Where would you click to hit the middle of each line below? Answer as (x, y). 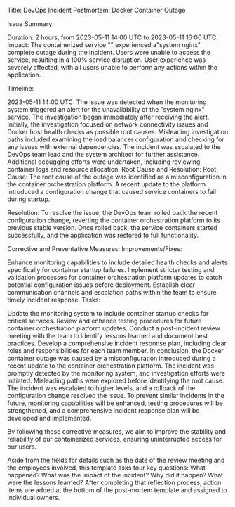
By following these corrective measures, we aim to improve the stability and (117, 431)
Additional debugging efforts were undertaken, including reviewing (104, 162)
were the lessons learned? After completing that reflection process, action (114, 482)
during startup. (29, 199)
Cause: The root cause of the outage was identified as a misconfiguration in (117, 177)
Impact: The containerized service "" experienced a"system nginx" (104, 45)
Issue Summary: (31, 24)
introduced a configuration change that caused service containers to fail (112, 192)
